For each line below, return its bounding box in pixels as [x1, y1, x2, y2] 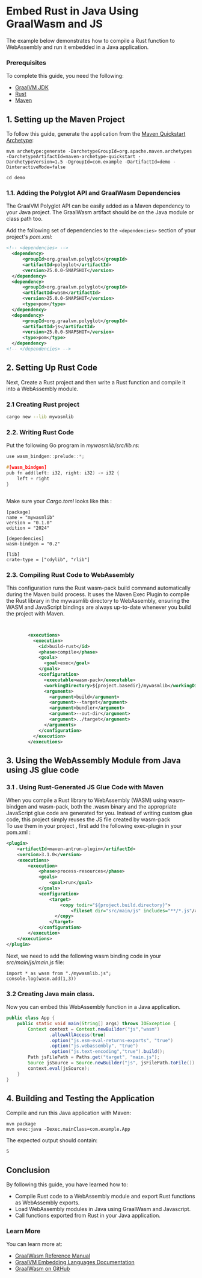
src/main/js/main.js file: [6, 958, 65, 966]
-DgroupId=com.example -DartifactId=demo [65, 159, 171, 165]
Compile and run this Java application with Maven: [6, 1109, 131, 1117]
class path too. [6, 215, 43, 223]
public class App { [6, 1015, 55, 1021]
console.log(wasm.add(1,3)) [6, 976, 77, 982]
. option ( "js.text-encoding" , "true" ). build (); [49, 1049, 165, 1055]
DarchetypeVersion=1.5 [6, 159, 63, 165]
